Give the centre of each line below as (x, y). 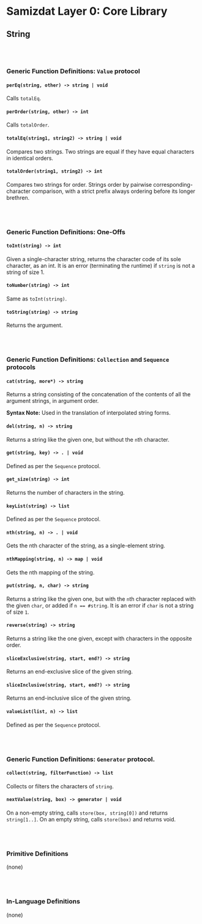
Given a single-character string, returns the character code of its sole (94, 259)
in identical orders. (30, 158)
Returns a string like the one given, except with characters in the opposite (99, 639)
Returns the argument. (35, 325)
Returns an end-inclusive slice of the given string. (69, 698)
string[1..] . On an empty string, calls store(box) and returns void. (91, 819)
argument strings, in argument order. (53, 401)
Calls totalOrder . (28, 125)
